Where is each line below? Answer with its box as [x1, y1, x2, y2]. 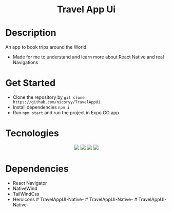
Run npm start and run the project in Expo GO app [12, 110, 119, 116]
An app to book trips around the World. [5, 44, 88, 50]
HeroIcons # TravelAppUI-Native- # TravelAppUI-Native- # [12, 196, 138, 202]
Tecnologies [5, 128, 59, 139]
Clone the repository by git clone [12, 94, 85, 100]
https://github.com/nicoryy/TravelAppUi [12, 100, 101, 105]
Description [5, 27, 56, 39]
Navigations [12, 59, 39, 66]
